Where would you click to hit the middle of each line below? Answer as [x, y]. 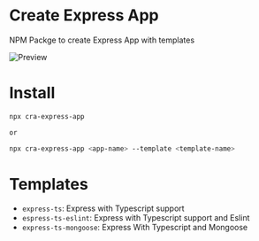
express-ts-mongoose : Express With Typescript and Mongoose [135, 228]
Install [32, 93]
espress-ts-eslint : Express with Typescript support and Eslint [136, 218]
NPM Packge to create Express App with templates [102, 40]
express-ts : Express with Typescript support [103, 208]
